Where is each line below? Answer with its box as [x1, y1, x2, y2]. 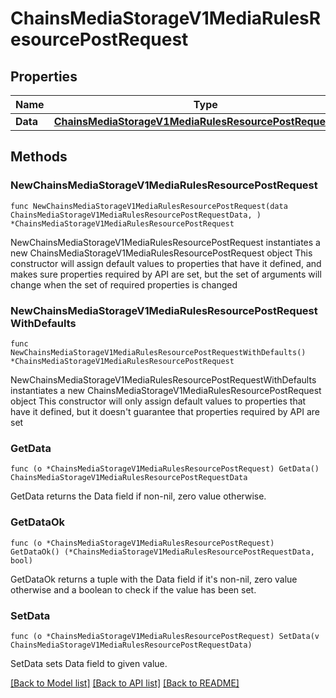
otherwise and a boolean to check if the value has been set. [10, 583, 257, 596]
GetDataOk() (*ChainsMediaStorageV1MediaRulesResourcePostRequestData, [10, 547, 315, 557]
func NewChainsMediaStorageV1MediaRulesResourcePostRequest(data [10, 201, 288, 211]
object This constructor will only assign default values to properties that [10, 395, 307, 407]
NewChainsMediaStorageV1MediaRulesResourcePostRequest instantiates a [10, 236, 321, 248]
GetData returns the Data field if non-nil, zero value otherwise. [10, 490, 267, 502]
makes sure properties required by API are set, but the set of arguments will [10, 268, 322, 280]
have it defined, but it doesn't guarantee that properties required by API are [10, 405, 320, 417]
